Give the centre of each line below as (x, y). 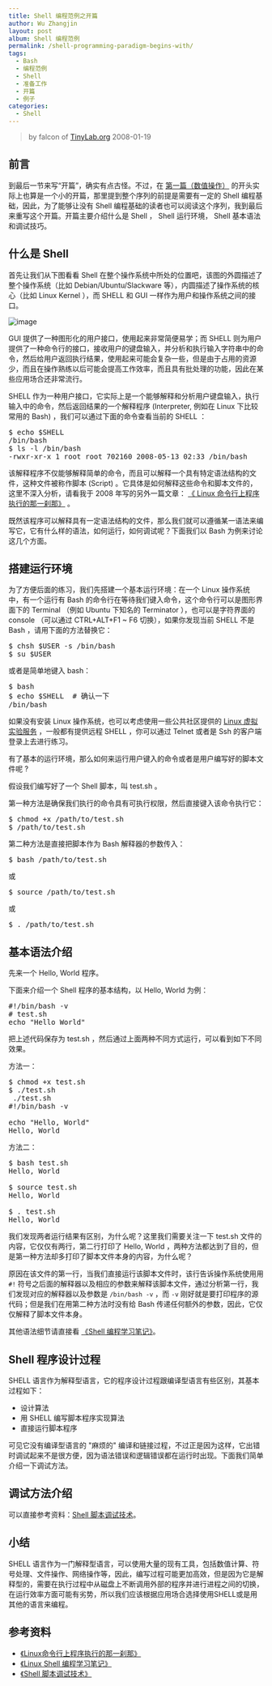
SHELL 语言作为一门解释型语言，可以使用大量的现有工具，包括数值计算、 (130, 1564)
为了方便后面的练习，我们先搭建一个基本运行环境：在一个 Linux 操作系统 (130, 590)
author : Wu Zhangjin (43, 23)
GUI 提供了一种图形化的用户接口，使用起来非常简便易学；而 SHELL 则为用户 (135, 338)
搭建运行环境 (40, 569)
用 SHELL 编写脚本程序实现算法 (72, 1418)
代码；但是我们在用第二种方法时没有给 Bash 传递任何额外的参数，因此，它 (132, 1304)
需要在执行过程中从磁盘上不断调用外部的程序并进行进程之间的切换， (150, 1584)
